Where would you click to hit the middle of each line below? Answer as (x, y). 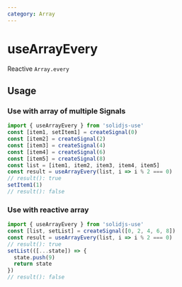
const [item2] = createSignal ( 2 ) (57, 139)
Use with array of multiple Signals (67, 111)
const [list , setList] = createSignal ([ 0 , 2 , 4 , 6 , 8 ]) (91, 231)
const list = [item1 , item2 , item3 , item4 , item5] (84, 165)
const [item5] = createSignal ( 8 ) (57, 159)
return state (33, 264)
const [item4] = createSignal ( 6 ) (57, 152)
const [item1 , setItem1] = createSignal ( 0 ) (73, 133)
